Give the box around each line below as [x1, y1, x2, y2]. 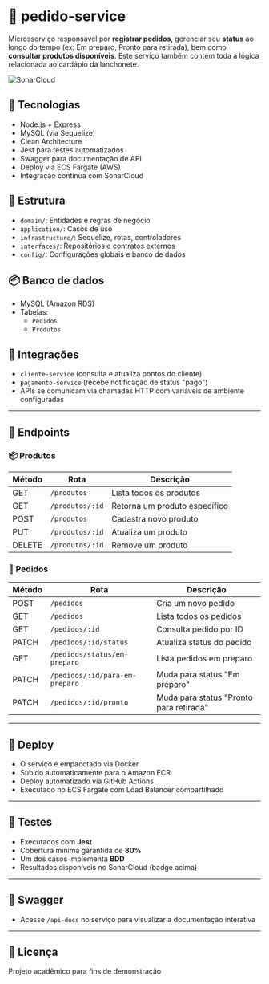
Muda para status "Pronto [155, 692, 254, 703]
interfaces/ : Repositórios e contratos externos [19, 241, 176, 250]
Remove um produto [111, 539, 188, 551]
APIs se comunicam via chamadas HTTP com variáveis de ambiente [19, 386, 245, 396]
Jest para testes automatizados [19, 144, 124, 155]
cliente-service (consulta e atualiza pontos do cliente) [19, 369, 203, 379]
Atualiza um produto [111, 526, 188, 537]
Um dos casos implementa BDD [19, 854, 126, 864]
